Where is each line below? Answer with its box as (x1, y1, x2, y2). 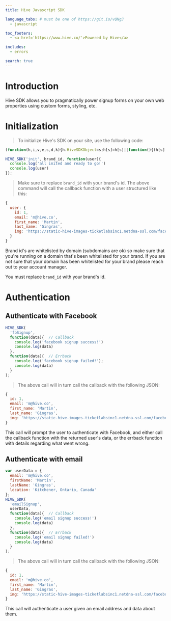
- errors (10, 49, 28, 55)
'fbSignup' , (10, 330, 36, 335)
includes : (5, 44, 26, 50)
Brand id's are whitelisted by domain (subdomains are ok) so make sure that (5, 248, 165, 254)
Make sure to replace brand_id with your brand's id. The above (17, 180, 150, 186)
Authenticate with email (5, 455, 83, 464)
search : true (5, 59, 33, 64)
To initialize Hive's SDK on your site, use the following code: (17, 137, 144, 143)
